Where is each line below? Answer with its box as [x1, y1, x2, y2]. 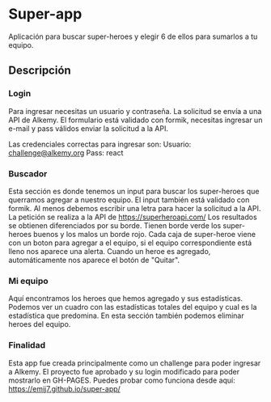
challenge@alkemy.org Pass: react [8, 147, 124, 158]
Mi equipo [8, 275, 49, 286]
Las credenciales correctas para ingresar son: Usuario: [8, 139, 192, 149]
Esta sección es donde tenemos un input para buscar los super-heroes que [8, 186, 260, 196]
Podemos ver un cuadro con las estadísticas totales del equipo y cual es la [8, 303, 257, 312]
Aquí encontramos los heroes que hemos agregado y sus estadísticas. [8, 294, 243, 303]
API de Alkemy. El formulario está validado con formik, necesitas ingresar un [8, 115, 263, 125]
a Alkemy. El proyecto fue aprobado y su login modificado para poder [8, 366, 240, 376]
